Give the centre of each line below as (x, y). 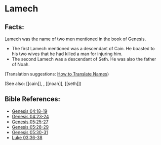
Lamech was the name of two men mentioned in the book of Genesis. (75, 39)
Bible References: (32, 99)
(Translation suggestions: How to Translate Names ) (57, 74)
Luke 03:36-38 (27, 138)
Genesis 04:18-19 (30, 111)
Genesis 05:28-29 (30, 127)
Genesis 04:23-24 (30, 116)
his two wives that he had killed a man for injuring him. (67, 54)
